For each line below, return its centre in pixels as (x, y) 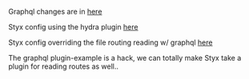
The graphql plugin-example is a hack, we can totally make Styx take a (125, 58)
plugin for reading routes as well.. (63, 66)
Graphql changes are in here (55, 12)
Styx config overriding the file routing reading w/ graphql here (110, 42)
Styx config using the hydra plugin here (73, 27)
